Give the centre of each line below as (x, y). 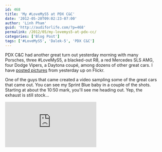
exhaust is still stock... (27, 95)
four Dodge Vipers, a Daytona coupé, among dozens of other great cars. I (79, 65)
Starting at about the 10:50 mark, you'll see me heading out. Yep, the (74, 90)
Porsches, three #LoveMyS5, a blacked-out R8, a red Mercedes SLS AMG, (80, 60)
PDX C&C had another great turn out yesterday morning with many (72, 55)
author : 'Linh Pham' (26, 23)
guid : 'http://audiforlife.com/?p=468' (45, 28)
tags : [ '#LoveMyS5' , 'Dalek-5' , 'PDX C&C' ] (50, 41)
